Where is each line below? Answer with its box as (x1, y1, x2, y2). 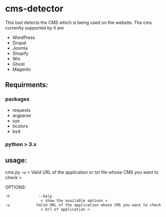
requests (12, 107, 31, 113)
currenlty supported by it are (5, 24, 64, 30)
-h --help (5, 194, 52, 199)
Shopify (12, 50, 29, 56)
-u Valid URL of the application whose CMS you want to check (5, 203, 162, 208)
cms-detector (5, 3, 64, 14)
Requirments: (5, 81, 48, 89)
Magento (12, 66, 31, 72)
